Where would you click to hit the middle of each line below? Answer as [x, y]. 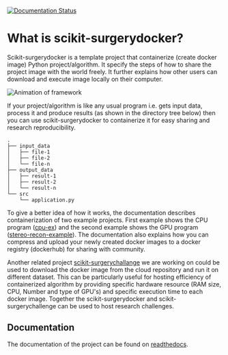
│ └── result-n [32, 188]
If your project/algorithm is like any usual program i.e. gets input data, [105, 106]
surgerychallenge [32, 306]
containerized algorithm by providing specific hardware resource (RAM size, [114, 284]
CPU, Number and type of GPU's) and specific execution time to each [105, 291]
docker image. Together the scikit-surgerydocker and [82, 299]
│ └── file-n [29, 164]
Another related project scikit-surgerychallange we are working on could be [114, 262]
